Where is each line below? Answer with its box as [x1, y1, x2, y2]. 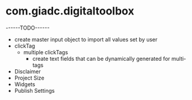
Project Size [14, 74, 45, 81]
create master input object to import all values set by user [14, 36, 158, 43]
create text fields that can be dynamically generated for [32, 55, 170, 62]
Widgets [14, 80, 36, 88]
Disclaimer [14, 67, 42, 75]
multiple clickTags [23, 48, 69, 55]
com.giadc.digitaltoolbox [5, 4, 135, 18]
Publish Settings [14, 87, 55, 94]
